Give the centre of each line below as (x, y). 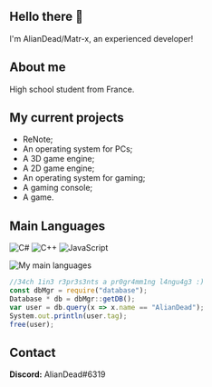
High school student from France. (72, 89)
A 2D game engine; (58, 168)
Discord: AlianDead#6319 (58, 374)
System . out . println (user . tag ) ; (68, 316)
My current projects (67, 118)
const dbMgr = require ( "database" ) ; (78, 291)
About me (38, 68)
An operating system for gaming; (84, 178)
